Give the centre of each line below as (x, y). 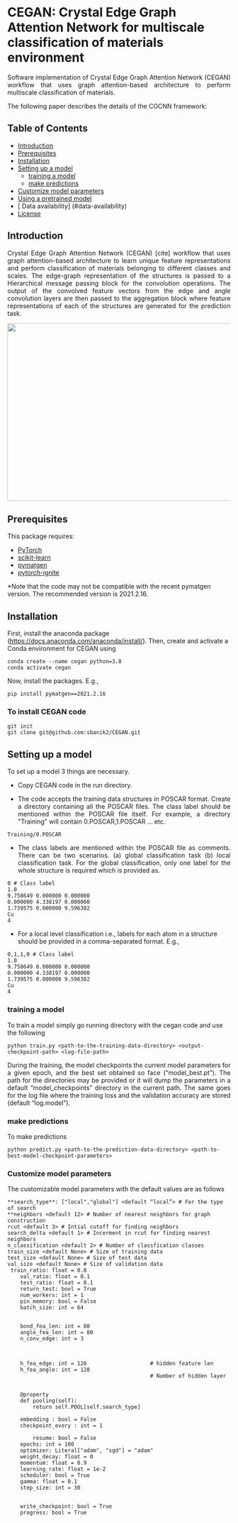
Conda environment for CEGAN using (62, 649)
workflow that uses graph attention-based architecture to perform (119, 84)
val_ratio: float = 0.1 (55, 1277)
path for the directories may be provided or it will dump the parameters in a (119, 1080)
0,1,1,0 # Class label (41, 955)
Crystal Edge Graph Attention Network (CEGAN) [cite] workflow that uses (119, 253)
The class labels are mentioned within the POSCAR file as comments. (124, 848)
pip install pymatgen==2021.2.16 (57, 694)
